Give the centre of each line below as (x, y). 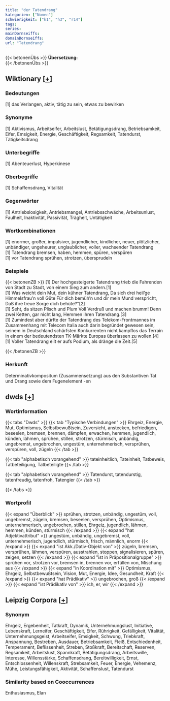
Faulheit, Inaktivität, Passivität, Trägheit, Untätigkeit (59, 217)
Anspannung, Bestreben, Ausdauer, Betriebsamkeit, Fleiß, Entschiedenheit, (84, 642)
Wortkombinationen (30, 231)
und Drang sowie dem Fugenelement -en (48, 381)
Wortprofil (18, 503)
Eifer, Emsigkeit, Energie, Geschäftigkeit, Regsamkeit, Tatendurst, (73, 134)
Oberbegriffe (22, 177)
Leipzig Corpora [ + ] (37, 600)
